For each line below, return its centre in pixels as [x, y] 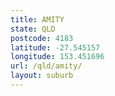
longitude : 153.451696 [57, 57]
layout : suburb [42, 76]
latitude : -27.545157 [55, 47]
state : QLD [33, 29]
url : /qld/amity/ [46, 66]
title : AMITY [37, 19]
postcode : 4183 [42, 38]
